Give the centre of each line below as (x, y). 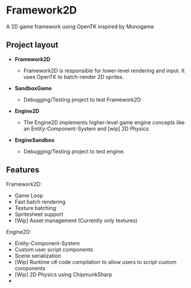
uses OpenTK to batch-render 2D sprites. (74, 76)
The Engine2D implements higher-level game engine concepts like (104, 122)
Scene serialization (38, 256)
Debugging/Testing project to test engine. (74, 151)
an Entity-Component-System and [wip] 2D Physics (86, 128)
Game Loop (29, 195)
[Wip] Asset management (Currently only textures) (76, 220)
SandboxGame (33, 88)
